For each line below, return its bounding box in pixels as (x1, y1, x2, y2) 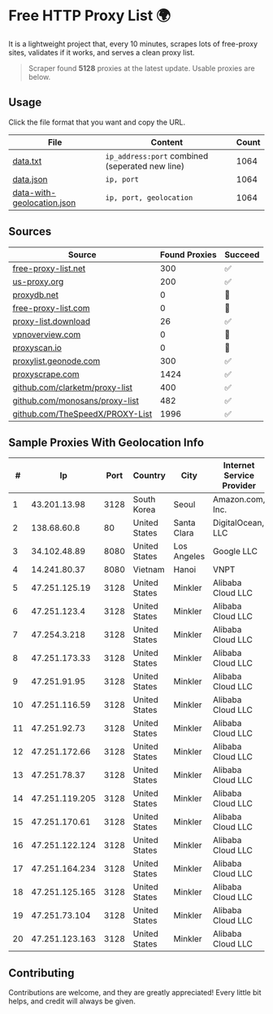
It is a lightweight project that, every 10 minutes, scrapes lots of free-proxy (8, 38, 258, 49)
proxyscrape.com (12, 368, 80, 379)
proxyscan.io (12, 342, 63, 353)
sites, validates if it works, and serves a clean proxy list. (8, 47, 195, 57)
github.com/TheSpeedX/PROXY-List (12, 408, 153, 419)
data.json (12, 173, 48, 185)
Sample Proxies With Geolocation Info (8, 435, 205, 449)
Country (132, 470, 167, 481)
